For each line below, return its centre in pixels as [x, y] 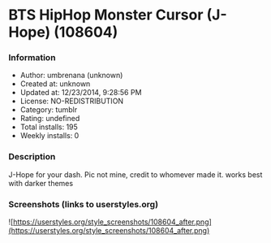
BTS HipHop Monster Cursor [106, 15]
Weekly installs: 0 [49, 136]
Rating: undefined [50, 119]
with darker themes [41, 183]
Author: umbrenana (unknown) [71, 76]
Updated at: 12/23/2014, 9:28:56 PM [81, 93]
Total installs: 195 [49, 127]
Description [32, 157]
